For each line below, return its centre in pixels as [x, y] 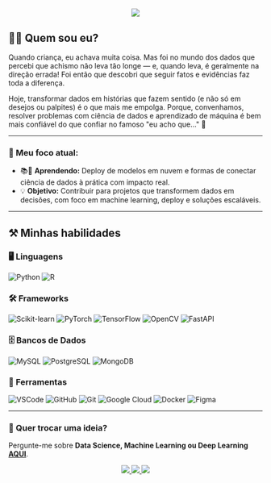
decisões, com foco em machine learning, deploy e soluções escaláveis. [140, 200]
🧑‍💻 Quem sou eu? [54, 37]
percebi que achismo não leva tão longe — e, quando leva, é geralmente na [134, 66]
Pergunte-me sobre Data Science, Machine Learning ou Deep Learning [128, 446]
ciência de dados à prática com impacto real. [95, 182]
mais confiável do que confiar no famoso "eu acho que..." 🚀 [107, 124]
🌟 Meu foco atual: [44, 152]
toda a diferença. [37, 83]
